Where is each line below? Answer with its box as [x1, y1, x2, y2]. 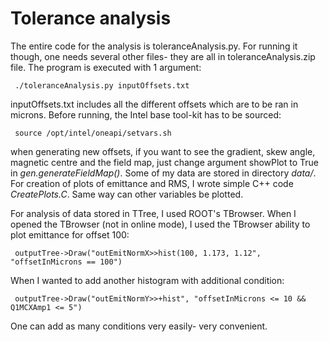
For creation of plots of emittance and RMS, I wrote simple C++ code [10, 177, 294, 189]
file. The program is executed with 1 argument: [10, 61, 202, 73]
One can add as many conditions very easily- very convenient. [10, 320, 268, 332]
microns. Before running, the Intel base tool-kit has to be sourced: [10, 108, 282, 121]
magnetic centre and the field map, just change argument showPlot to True [10, 156, 319, 168]
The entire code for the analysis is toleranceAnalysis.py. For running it [10, 40, 298, 52]
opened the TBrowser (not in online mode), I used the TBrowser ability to [10, 218, 311, 230]
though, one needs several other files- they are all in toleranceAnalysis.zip [10, 50, 316, 62]
